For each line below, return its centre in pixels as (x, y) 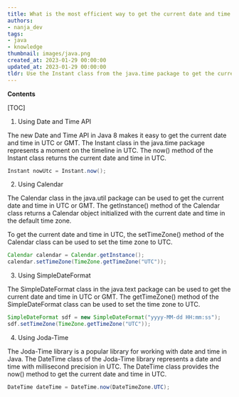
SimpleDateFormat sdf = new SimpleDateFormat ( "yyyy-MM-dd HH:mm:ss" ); (114, 317)
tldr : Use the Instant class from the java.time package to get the (111, 73)
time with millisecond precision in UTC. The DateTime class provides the (113, 366)
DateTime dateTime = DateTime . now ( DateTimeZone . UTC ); (89, 387)
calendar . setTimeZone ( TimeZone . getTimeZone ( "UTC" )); (87, 262)
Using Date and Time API (54, 121)
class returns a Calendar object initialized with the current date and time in (116, 213)
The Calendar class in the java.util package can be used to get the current (116, 198)
